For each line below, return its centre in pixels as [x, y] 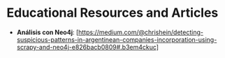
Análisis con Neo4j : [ [48, 32]
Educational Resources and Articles [112, 13]
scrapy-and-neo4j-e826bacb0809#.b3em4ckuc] [87, 47]
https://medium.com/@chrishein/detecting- [141, 32]
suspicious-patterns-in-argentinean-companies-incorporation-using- [117, 39]
